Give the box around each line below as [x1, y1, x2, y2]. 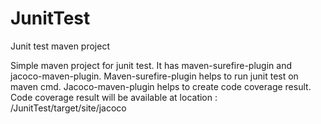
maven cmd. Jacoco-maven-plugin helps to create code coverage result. [10, 80, 312, 92]
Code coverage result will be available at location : [10, 91, 218, 103]
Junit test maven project [10, 40, 110, 52]
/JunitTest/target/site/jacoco [10, 102, 127, 114]
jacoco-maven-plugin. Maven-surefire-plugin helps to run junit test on [10, 70, 299, 82]
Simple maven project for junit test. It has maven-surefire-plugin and [10, 59, 292, 71]
